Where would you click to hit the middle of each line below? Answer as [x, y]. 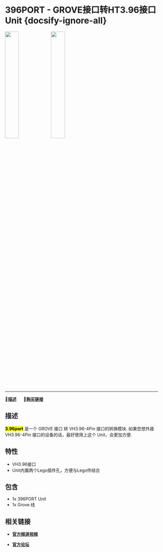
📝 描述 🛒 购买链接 [24, 399]
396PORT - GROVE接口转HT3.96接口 [81, 10]
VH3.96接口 [24, 464]
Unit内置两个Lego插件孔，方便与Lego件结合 [56, 470]
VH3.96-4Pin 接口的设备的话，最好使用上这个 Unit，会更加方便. [69, 435]
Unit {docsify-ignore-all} [56, 21]
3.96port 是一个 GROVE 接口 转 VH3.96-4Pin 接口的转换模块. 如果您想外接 [80, 428]
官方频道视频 [25, 534]
